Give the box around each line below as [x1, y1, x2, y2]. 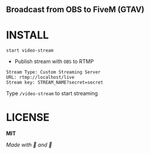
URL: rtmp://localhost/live [6, 75, 75, 81]
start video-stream [6, 48, 54, 53]
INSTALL [6, 28, 49, 42]
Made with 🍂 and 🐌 [6, 141, 53, 149]
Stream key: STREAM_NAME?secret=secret [6, 79, 104, 86]
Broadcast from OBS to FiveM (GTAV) [6, 5, 145, 15]
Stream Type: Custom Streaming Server [6, 69, 101, 75]
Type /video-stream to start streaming [6, 90, 98, 97]
